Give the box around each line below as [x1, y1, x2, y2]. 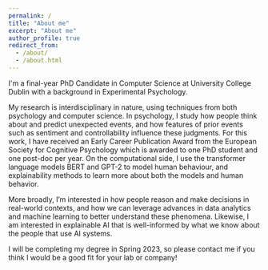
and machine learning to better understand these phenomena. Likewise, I [8, 212, 250, 221]
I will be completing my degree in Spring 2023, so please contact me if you [8, 244, 256, 253]
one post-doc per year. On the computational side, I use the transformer [8, 153, 246, 163]
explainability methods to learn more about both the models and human [8, 170, 244, 180]
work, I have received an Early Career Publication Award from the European [8, 136, 258, 146]
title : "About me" [8, 19, 70, 27]
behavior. [8, 179, 39, 188]
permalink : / [8, 11, 52, 20]
